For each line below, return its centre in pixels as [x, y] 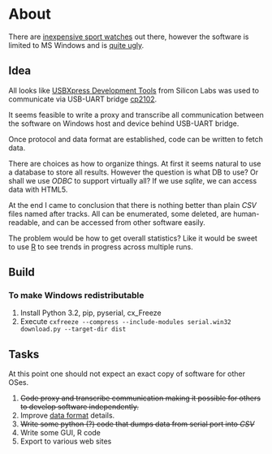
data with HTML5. [38, 189]
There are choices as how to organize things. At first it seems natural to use [135, 163]
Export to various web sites [66, 441]
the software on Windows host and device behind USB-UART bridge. [124, 123]
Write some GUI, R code [60, 433]
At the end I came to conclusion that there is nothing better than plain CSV [133, 205]
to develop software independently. [80, 407]
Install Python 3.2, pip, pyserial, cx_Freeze [91, 313]
